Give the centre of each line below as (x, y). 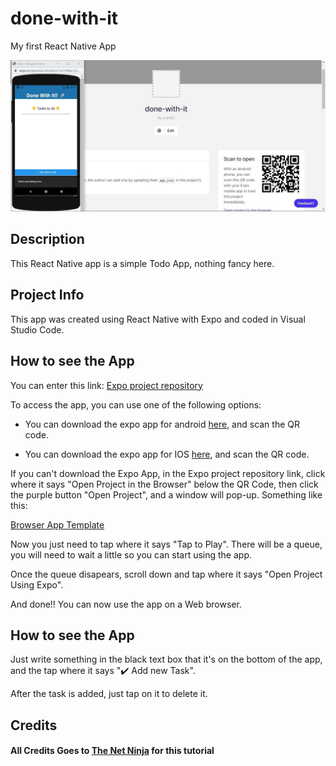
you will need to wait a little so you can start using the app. (131, 554)
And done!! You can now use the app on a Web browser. (126, 604)
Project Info (47, 295)
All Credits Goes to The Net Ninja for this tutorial (112, 751)
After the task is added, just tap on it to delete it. (109, 694)
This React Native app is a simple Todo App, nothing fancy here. (142, 263)
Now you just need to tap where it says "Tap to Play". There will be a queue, (166, 544)
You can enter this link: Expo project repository (106, 385)
